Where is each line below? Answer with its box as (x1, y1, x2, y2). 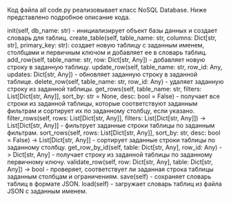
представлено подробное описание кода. (7, 13, 131, 21)
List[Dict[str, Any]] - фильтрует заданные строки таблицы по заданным (7, 122, 215, 129)
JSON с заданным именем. (7, 187, 88, 195)
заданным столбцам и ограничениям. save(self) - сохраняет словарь (7, 172, 212, 181)
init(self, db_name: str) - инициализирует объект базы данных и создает (7, 27, 218, 34)
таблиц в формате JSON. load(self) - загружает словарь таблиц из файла (7, 180, 222, 188)
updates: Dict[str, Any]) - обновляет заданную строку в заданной (7, 70, 198, 78)
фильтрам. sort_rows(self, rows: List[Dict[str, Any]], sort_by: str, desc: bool (7, 128, 221, 137)
